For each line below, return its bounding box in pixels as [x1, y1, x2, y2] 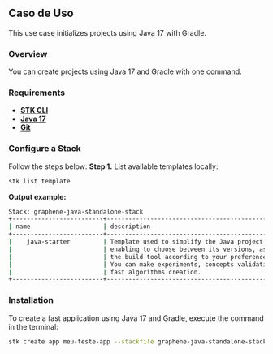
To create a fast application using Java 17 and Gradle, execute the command [8, 313, 264, 323]
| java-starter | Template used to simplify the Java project [8, 238, 264, 246]
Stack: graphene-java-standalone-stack [8, 207, 144, 216]
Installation [8, 295, 54, 306]
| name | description [8, 222, 151, 231]
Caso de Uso [8, 6, 75, 20]
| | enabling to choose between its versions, [8, 245, 256, 253]
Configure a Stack [8, 143, 81, 154]
